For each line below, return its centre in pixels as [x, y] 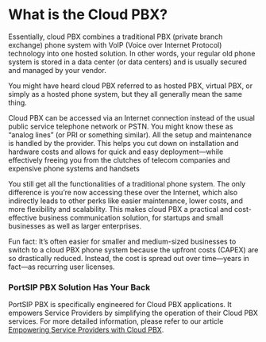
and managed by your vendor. [58, 70]
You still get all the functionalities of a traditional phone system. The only [127, 183]
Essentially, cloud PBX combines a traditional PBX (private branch [116, 37]
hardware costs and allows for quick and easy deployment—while [116, 152]
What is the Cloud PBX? [88, 15]
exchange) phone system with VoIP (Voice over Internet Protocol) [115, 44]
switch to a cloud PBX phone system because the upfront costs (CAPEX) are [133, 250]
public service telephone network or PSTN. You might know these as [121, 126]
